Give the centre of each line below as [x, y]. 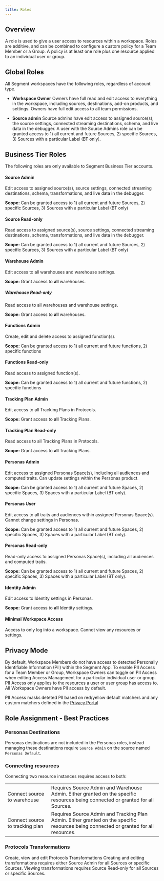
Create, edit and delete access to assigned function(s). [60, 336]
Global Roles [25, 72]
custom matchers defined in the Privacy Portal [52, 703]
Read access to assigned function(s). [42, 373]
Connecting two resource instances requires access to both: [66, 776]
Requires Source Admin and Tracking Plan [99, 814]
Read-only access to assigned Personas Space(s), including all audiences [79, 557]
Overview [20, 30]
